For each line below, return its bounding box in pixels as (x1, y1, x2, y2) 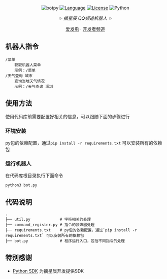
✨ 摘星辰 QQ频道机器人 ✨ (58, 15, 113, 21)
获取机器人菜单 (14, 62, 41, 67)
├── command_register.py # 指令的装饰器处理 (5, 222, 95, 228)
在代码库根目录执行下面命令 (5, 172, 63, 179)
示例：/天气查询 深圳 (14, 84, 53, 89)
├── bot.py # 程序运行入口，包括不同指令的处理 (5, 238, 125, 243)
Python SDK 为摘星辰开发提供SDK (12, 268, 84, 274)
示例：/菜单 (14, 67, 36, 73)
